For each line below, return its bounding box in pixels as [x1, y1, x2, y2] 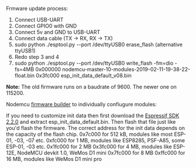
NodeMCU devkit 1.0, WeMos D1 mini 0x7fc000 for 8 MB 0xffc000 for [17, 149, 185, 156]
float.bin [14, 72, 35, 79]
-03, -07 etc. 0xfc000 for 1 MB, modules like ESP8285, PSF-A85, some [14, 137, 185, 143]
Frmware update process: [6, 5, 68, 12]
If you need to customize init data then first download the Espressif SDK [6, 112, 180, 119]
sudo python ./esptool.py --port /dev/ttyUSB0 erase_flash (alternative [14, 41, 183, 48]
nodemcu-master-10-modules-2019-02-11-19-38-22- [62, 66, 191, 72]
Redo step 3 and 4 [14, 54, 60, 60]
